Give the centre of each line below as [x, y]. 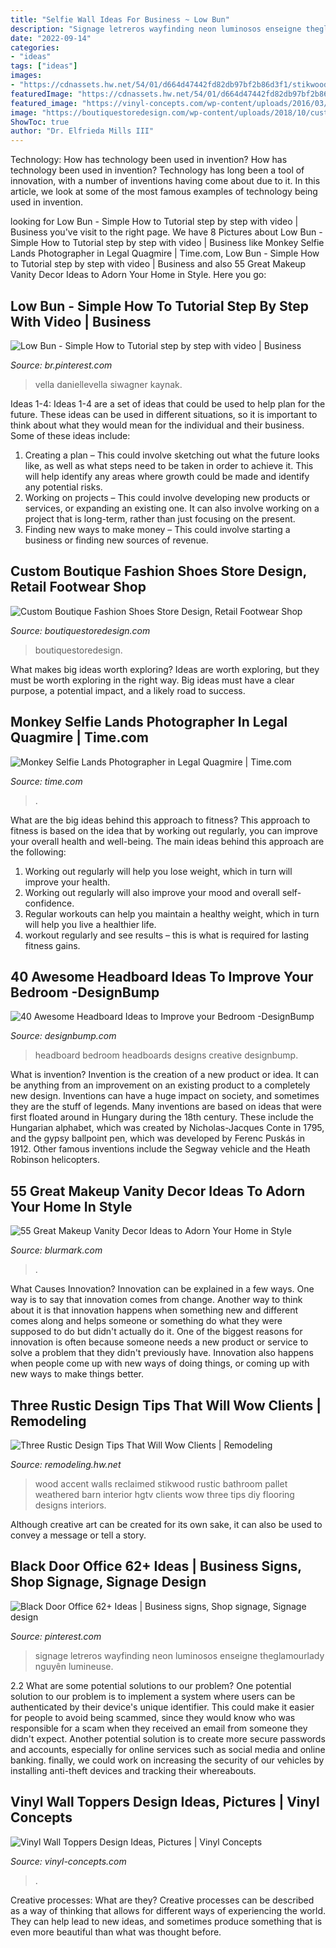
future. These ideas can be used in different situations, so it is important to [164, 414]
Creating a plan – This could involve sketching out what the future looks [172, 455]
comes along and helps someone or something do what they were [146, 1321]
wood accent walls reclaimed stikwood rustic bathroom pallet [161, 1484]
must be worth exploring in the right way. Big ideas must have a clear [152, 680]
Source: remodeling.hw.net [66, 1464]
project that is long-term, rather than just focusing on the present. [160, 518]
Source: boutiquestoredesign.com [80, 630]
